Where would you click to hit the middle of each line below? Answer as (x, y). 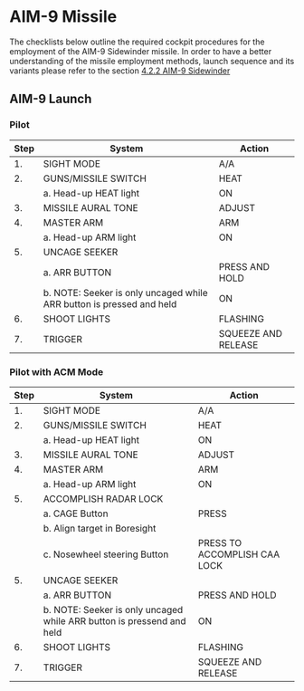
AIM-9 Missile (63, 17)
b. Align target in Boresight (100, 528)
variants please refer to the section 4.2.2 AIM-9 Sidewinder (120, 71)
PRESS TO (220, 542)
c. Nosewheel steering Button (106, 554)
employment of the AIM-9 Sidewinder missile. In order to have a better (141, 51)
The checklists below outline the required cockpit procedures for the (137, 42)
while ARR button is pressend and (115, 620)
